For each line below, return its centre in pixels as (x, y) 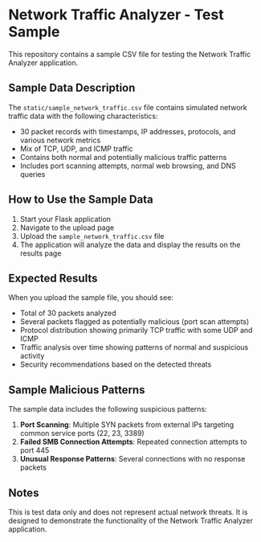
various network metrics (60, 140)
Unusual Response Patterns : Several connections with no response (133, 459)
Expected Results (53, 278)
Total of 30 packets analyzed (68, 313)
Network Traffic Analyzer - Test (116, 15)
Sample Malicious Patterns (77, 390)
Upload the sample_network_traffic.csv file (92, 236)
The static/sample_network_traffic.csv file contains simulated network (128, 107)
